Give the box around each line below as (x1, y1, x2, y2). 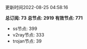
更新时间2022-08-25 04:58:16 (5, 4, 68, 10)
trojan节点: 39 (12, 38, 42, 44)
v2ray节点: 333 (12, 32, 45, 37)
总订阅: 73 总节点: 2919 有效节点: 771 (5, 15, 83, 21)
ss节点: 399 (12, 25, 37, 31)
